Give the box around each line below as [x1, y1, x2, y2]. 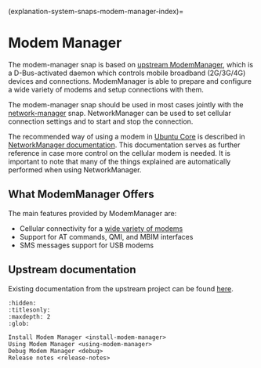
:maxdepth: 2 [8, 312, 51, 320]
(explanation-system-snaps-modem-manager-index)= [8, 7, 184, 16]
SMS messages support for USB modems [19, 240, 154, 250]
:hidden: [8, 299, 37, 307]
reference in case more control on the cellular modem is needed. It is [8, 148, 231, 157]
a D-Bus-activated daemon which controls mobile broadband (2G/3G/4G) [8, 68, 246, 78]
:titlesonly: [8, 305, 51, 314]
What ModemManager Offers [8, 188, 154, 201]
